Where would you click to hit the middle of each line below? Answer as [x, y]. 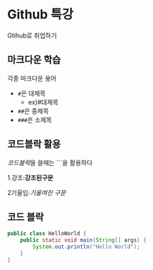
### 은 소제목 [35, 119]
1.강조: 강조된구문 [30, 177]
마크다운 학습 [34, 60]
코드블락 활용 [34, 145]
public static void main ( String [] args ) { [83, 240]
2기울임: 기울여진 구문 [37, 192]
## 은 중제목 [33, 111]
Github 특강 [41, 14]
